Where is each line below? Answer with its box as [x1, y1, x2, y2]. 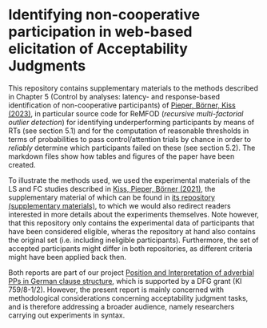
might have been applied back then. [8, 252, 126, 261]
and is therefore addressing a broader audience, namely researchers [8, 302, 235, 311]
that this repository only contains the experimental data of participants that [8, 218, 255, 228]
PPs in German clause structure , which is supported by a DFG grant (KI [8, 276, 242, 285]
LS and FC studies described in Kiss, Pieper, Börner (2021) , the [8, 184, 216, 193]
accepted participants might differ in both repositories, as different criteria [8, 243, 253, 253]
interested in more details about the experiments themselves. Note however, [8, 209, 260, 219]
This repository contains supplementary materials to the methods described [8, 83, 258, 93]
